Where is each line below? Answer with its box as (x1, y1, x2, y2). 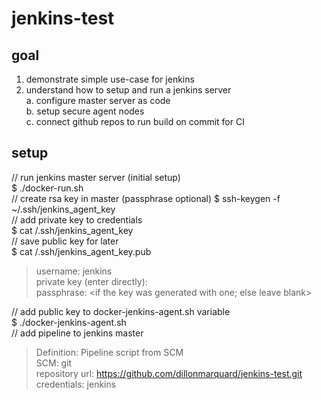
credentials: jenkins (35, 378, 117, 390)
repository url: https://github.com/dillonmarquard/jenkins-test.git (35, 367, 303, 379)
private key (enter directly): (35, 275, 148, 287)
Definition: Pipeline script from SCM (35, 346, 184, 358)
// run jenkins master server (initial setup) (11, 171, 181, 183)
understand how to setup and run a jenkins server (25, 84, 232, 96)
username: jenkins (35, 265, 113, 277)
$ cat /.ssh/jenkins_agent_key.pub (11, 245, 152, 257)
